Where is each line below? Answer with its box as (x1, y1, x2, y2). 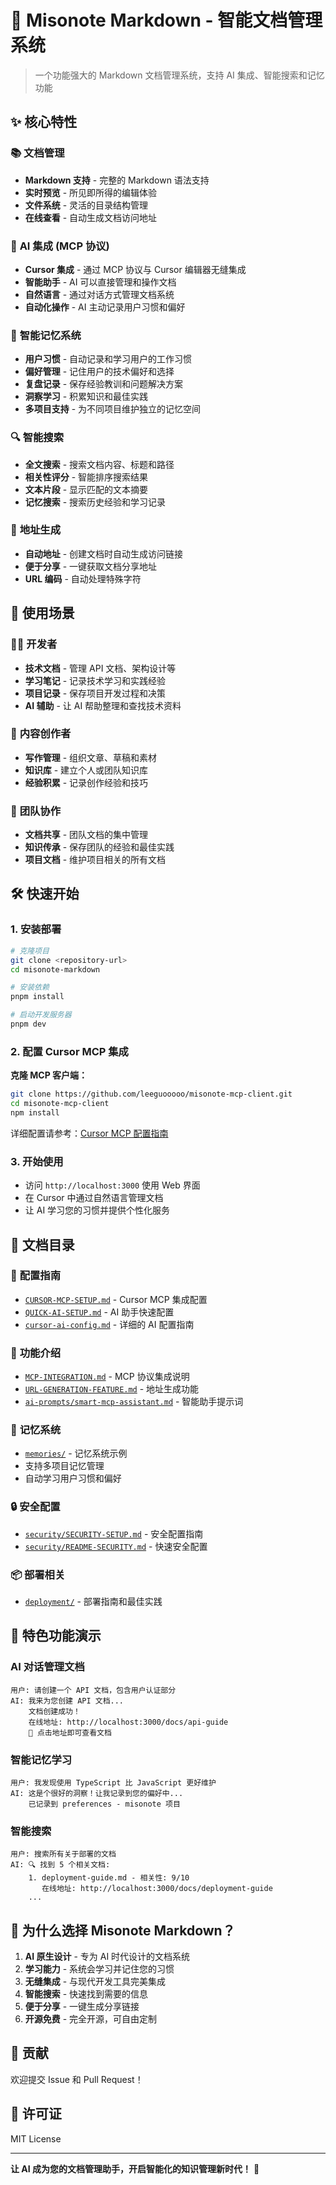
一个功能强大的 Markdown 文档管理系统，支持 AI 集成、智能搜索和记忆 (34, 69, 325, 81)
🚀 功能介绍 (10, 1346, 62, 1360)
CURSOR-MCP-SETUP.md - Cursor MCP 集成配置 (24, 1293, 208, 1305)
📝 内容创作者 (10, 727, 72, 741)
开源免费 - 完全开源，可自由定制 (24, 2013, 158, 2025)
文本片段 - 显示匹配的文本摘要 (24, 483, 149, 495)
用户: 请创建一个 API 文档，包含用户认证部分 (10, 1685, 177, 1695)
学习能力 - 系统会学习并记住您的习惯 (24, 1963, 175, 1975)
